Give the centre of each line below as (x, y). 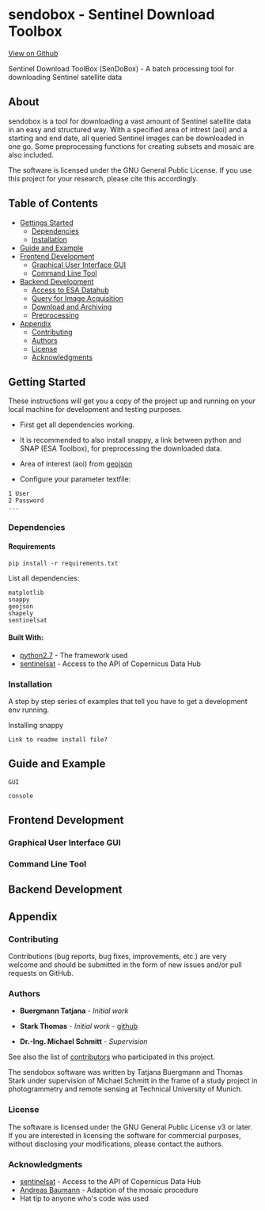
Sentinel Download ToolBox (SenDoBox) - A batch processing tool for (121, 68)
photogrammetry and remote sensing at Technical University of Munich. (125, 1089)
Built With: (26, 638)
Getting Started (47, 382)
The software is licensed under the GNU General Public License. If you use (130, 170)
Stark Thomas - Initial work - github (79, 1026)
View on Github (33, 53)
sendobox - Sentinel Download (112, 15)
